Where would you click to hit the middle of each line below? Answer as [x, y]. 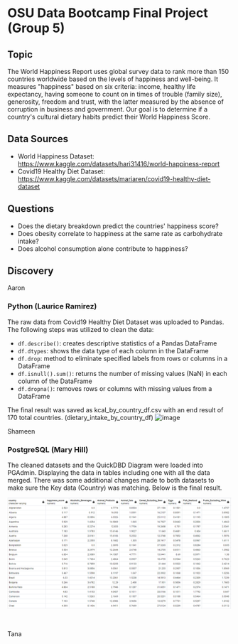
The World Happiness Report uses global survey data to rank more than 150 [118, 71]
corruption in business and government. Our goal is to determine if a [108, 109]
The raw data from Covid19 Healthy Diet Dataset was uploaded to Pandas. [116, 322]
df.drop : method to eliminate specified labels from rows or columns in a [123, 358]
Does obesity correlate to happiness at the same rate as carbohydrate [120, 233]
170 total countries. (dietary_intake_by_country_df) [81, 417]
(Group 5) [36, 28]
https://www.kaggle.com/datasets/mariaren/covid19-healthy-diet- [114, 178]
